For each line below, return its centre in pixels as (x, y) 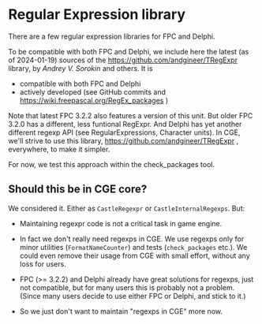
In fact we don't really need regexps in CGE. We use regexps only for (132, 239)
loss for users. (43, 264)
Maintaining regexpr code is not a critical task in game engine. (121, 223)
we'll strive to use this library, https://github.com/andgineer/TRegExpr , (124, 140)
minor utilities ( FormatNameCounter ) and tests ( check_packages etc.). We (133, 247)
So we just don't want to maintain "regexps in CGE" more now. (121, 311)
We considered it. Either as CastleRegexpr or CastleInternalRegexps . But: (127, 208)
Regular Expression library (97, 15)
